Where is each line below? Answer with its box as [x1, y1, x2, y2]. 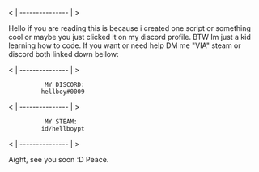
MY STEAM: [44, 118, 79, 126]
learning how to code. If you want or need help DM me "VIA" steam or [8, 41, 241, 50]
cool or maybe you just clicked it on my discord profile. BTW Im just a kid [8, 32, 251, 41]
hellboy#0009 [40, 88, 85, 96]
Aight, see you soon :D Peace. [8, 155, 109, 164]
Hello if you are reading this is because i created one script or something [8, 24, 251, 32]
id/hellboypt [40, 125, 85, 133]
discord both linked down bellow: [8, 49, 119, 58]
